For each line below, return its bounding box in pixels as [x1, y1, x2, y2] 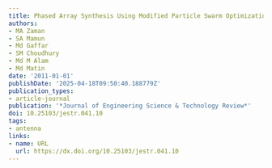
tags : [8, 117, 27, 125]
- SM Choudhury [8, 49, 60, 57]
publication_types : [8, 86, 74, 95]
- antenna [8, 124, 42, 132]
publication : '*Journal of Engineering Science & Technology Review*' [8, 102, 252, 110]
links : [8, 132, 31, 140]
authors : [8, 19, 38, 27]
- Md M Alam [8, 57, 49, 65]
